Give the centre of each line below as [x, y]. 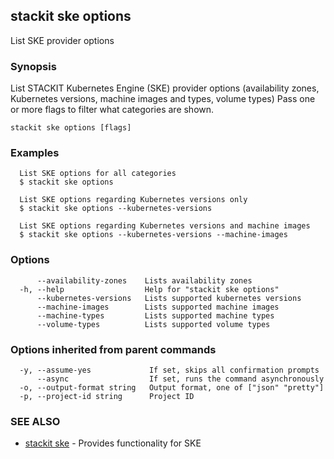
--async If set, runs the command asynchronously [180, 379]
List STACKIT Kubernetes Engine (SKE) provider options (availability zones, [165, 88]
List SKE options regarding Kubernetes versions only [133, 200]
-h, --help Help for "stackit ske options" [149, 289]
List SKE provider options [62, 40]
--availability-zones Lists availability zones [144, 280]
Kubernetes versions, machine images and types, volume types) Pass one [163, 99]
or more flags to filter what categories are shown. [112, 110]
